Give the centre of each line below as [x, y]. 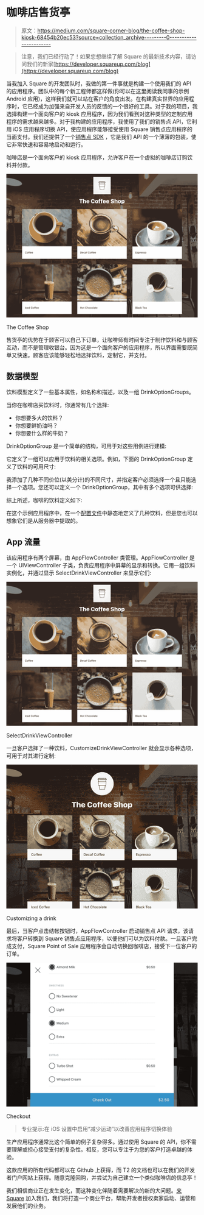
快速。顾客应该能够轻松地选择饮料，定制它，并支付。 [83, 355]
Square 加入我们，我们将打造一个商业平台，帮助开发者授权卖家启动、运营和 [101, 1198]
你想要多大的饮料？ [39, 418]
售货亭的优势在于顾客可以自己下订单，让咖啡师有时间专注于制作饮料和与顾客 [102, 340]
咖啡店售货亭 [39, 12]
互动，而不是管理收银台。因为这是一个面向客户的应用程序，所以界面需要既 [99, 347]
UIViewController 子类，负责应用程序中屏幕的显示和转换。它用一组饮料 [107, 565]
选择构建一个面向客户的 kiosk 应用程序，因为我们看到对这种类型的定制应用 [100, 114]
